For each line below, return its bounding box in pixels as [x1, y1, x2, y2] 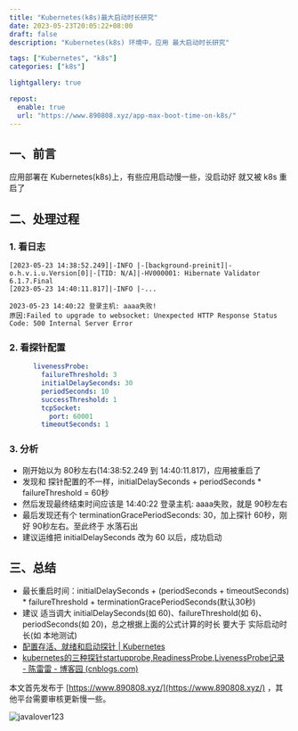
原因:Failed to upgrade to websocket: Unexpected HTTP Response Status [9, 311, 278, 320]
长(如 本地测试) [21, 630, 77, 641]
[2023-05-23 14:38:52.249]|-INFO [9, 261, 133, 270]
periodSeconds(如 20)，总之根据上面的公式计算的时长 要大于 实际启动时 [21, 619, 287, 629]
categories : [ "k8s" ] [9, 62, 86, 71]
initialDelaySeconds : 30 [41, 379, 133, 388]
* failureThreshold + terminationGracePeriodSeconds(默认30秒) [21, 596, 256, 607]
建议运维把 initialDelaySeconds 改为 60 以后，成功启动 [21, 531, 222, 542]
